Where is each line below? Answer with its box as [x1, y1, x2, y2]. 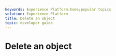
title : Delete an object [5, 16, 55, 21]
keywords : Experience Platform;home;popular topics [5, 7, 111, 12]
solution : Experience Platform [5, 11, 68, 16]
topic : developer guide [5, 20, 53, 25]
